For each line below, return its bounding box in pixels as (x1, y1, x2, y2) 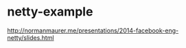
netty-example (7, 4, 93, 20)
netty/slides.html (7, 33, 54, 41)
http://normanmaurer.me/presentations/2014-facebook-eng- (7, 26, 179, 34)
